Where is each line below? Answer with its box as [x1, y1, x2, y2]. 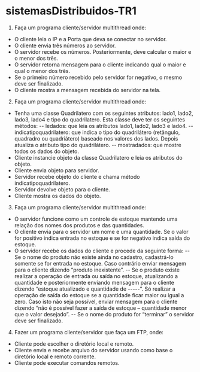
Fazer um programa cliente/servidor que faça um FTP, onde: [14, 328, 164, 336]
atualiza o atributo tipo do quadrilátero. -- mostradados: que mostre [14, 141, 182, 148]
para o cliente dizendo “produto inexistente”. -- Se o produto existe [14, 266, 180, 273]
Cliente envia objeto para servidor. [14, 166, 99, 174]
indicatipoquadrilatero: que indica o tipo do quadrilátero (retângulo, [14, 129, 180, 136]
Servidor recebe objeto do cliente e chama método [14, 173, 140, 180]
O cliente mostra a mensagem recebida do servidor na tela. [14, 86, 161, 93]
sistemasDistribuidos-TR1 [5, 4, 137, 18]
